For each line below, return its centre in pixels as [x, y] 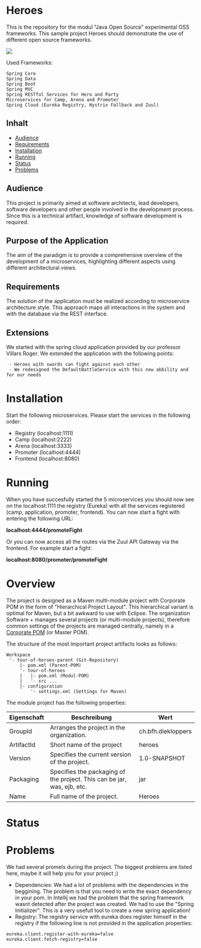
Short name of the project [86, 744]
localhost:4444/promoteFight [44, 530]
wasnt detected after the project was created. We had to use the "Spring [104, 904]
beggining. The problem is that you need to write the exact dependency [103, 891]
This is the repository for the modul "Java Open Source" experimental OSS [98, 27]
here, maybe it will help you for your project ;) [62, 873]
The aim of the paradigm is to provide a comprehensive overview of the [94, 255]
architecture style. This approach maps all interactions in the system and [96, 308]
